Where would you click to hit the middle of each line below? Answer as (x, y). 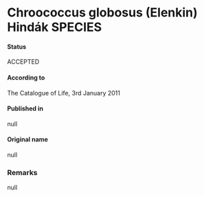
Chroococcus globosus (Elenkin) (102, 13)
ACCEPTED (23, 62)
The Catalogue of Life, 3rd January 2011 (64, 93)
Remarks (22, 172)
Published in (25, 108)
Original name (27, 139)
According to (26, 78)
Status (17, 47)
